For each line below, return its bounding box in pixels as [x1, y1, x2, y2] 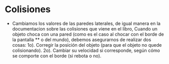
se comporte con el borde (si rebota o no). [12, 52, 102, 59]
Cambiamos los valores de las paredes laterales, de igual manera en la [12, 20, 161, 26]
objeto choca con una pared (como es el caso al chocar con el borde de [12, 31, 164, 37]
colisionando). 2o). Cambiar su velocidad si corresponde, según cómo [12, 47, 160, 53]
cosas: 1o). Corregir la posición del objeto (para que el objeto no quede [12, 42, 162, 48]
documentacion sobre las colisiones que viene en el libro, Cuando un [12, 25, 158, 31]
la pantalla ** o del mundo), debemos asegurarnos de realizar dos [12, 37, 152, 43]
